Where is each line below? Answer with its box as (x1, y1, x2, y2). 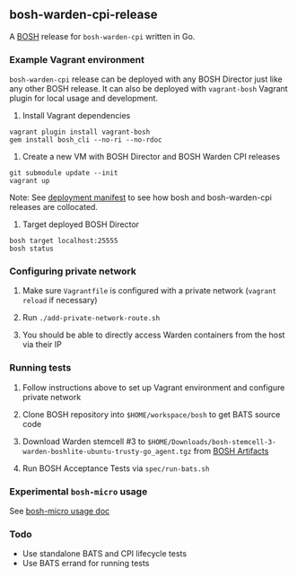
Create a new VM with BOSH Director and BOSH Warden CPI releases (22, 152, 281, 162)
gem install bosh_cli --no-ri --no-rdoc (9, 136, 163, 144)
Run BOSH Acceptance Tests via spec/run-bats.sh (22, 462, 210, 474)
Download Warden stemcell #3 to (22, 435, 146, 447)
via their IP (22, 339, 63, 350)
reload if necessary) (22, 295, 98, 306)
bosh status (9, 244, 54, 254)
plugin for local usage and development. (9, 93, 159, 104)
